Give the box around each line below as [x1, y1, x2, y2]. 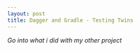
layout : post [7, 10, 46, 17]
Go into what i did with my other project [7, 36, 122, 44]
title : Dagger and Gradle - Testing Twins [7, 17, 134, 24]
